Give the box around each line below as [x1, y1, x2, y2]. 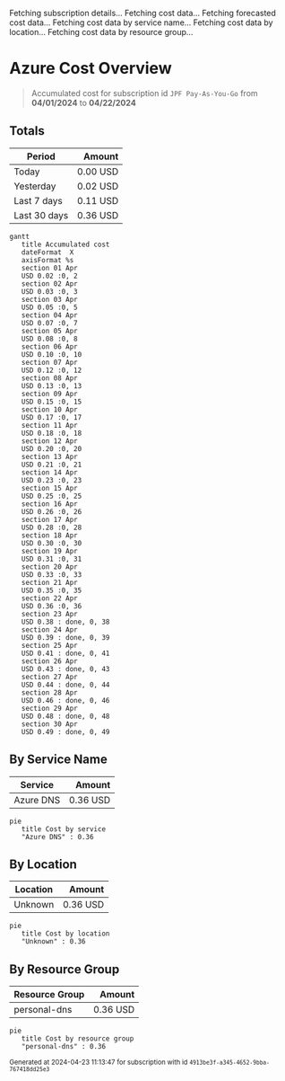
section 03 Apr [21, 295, 78, 304]
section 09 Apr [21, 389, 78, 398]
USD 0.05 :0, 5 [21, 303, 78, 312]
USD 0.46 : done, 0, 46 [21, 696, 110, 704]
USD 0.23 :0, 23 [21, 475, 82, 484]
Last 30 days [13, 208, 69, 221]
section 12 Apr [21, 436, 78, 446]
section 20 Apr [21, 562, 78, 572]
